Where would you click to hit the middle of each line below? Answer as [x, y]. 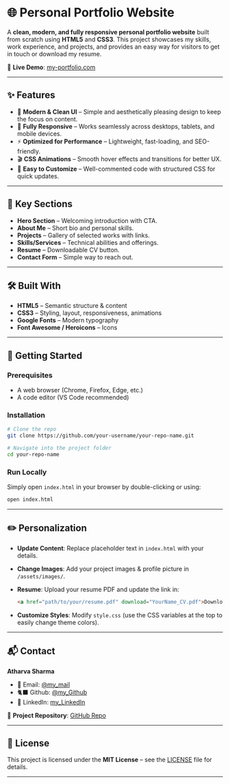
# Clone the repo [32, 429]
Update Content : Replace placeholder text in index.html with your [110, 548]
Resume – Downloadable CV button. [68, 250]
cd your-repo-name [33, 454]
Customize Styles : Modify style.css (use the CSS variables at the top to [119, 615]
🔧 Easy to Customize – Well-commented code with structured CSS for [116, 169]
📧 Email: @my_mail [43, 685]
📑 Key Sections [40, 204]
